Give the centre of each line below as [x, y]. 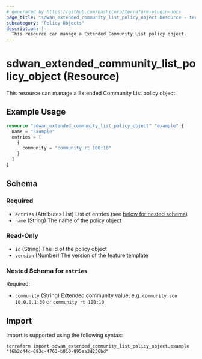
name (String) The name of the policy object [68, 220]
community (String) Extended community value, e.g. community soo [96, 295]
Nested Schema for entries [47, 271]
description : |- [26, 29]
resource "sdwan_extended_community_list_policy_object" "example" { [95, 126]
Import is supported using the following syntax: [65, 335]
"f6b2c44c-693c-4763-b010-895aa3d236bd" [58, 351]
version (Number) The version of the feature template [81, 255]
